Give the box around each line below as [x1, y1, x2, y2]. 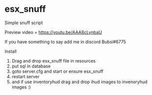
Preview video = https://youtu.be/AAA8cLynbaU [4, 29, 102, 35]
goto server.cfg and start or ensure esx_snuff [11, 68, 104, 74]
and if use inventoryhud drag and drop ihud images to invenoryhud [11, 79, 148, 85]
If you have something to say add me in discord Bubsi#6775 [4, 38, 126, 45]
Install [4, 48, 17, 54]
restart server [11, 73, 40, 79]
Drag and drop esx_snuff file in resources [11, 58, 96, 63]
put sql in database [11, 63, 51, 69]
